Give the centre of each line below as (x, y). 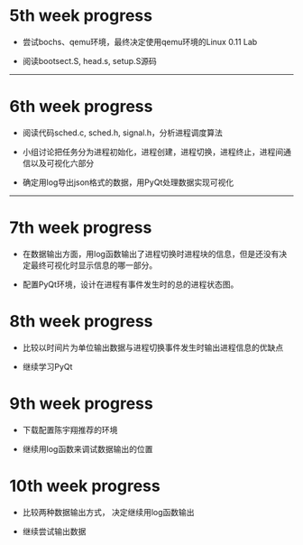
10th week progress (85, 486)
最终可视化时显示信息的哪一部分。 (94, 265)
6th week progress (81, 107)
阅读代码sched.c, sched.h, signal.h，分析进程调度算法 (123, 133)
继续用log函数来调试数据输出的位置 (87, 448)
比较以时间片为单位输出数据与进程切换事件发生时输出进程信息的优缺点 (153, 347)
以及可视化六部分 (62, 162)
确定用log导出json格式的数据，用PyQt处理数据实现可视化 (128, 182)
